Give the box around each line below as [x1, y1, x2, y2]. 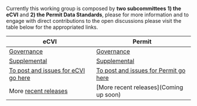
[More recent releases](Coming [96, 83, 184, 91]
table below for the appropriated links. [6, 23, 98, 30]
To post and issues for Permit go [96, 67, 186, 74]
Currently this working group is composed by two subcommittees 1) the [6, 5, 182, 12]
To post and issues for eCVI [9, 67, 85, 74]
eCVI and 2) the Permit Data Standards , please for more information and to [6, 11, 189, 18]
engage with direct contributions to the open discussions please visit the [6, 18, 182, 24]
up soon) [96, 91, 121, 98]
